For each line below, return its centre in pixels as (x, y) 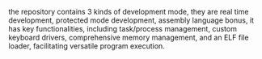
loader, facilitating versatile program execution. (87, 46)
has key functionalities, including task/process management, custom (123, 29)
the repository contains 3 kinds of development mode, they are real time (129, 12)
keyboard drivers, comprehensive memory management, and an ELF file (129, 37)
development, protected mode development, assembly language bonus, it (131, 20)
